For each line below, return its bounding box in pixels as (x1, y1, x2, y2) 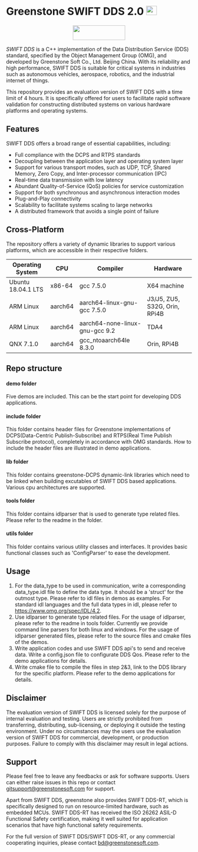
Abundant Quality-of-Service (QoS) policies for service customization (14, 182, 184, 190)
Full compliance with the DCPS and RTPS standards (14, 151, 140, 158)
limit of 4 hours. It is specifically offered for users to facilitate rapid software (6, 94, 190, 101)
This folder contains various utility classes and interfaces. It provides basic (6, 543, 187, 550)
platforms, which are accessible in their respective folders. (6, 246, 148, 253)
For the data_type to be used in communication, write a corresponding (14, 582, 186, 589)
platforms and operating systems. (6, 107, 88, 114)
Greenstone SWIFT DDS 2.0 (6, 5, 144, 18)
